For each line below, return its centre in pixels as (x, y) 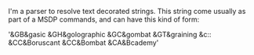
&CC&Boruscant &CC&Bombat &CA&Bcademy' (83, 43)
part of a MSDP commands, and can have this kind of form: (104, 19)
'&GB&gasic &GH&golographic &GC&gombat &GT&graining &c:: (110, 34)
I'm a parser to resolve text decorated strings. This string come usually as (127, 11)
